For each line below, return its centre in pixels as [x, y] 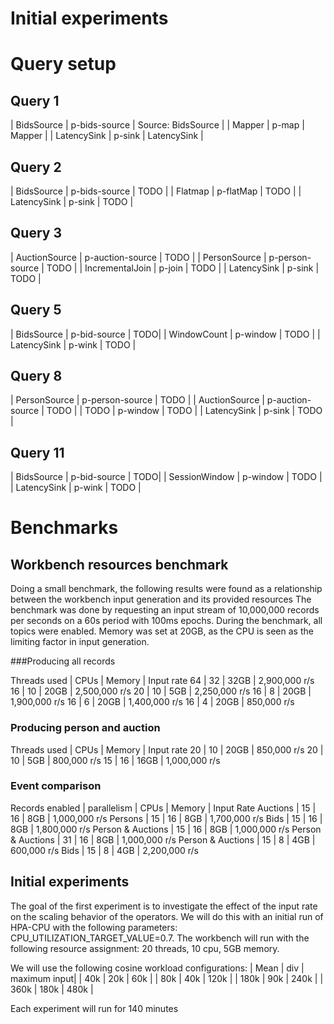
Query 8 [36, 376]
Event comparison [56, 786]
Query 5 [36, 310]
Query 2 [36, 167]
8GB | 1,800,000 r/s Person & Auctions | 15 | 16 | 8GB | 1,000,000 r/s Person [166, 829]
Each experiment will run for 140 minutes [94, 1008]
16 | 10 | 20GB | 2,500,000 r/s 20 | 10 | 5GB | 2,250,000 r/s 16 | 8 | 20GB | [161, 691]
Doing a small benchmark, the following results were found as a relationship [166, 589]
